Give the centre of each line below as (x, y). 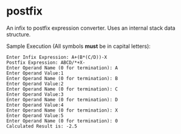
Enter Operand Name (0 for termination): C (62, 89)
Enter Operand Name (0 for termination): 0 (62, 121)
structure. (19, 34)
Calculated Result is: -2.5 (42, 126)
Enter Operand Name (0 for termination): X (62, 110)
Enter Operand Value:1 (35, 73)
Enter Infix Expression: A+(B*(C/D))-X (57, 57)
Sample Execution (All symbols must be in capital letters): (78, 46)
